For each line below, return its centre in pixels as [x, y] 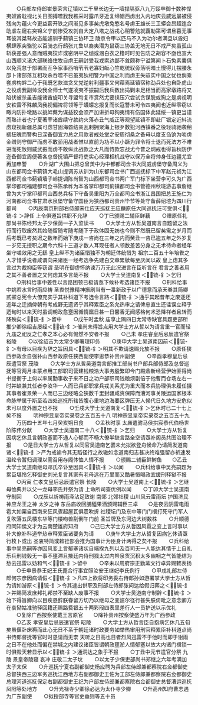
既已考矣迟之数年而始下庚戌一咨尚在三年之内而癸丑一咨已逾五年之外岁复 [104, 238]
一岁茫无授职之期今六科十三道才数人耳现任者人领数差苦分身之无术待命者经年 [99, 245]
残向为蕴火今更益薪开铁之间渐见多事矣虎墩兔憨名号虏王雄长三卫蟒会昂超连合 [99, 23]
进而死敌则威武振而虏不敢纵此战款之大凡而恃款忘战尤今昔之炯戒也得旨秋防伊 [99, 149]
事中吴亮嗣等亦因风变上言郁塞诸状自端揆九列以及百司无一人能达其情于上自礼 [99, 548]
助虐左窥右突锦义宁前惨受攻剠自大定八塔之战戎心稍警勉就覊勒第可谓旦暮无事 [99, 31]
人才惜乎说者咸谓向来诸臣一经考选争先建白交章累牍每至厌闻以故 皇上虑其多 [97, 260]
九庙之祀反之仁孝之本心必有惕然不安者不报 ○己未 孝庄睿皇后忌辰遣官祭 [98, 334]
